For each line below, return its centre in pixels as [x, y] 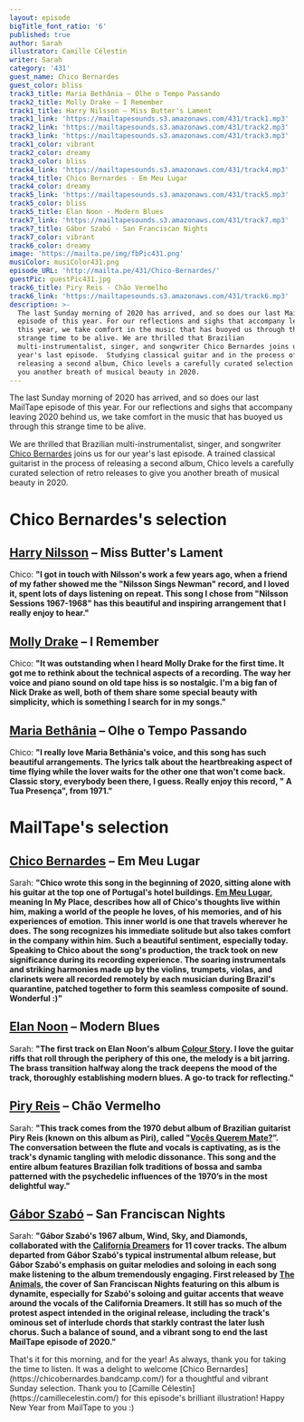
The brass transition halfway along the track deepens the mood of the [143, 1067]
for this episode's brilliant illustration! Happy [203, 1398]
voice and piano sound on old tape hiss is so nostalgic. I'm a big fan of [143, 683]
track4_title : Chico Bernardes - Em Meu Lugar [99, 178]
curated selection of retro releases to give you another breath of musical [144, 473]
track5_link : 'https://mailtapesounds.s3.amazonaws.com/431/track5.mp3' [149, 195]
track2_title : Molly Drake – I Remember [87, 102]
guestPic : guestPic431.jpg [60, 279]
